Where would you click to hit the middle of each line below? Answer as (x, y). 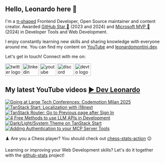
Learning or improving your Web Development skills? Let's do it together (79, 150)
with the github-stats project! (35, 155)
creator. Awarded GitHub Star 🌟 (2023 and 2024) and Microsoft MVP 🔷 (78, 26)
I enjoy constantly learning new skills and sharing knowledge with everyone (82, 41)
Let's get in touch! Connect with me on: (45, 56)
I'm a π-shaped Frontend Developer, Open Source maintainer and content (80, 21)
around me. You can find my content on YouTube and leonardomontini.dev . (82, 47)
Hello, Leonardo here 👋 (41, 9)
